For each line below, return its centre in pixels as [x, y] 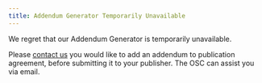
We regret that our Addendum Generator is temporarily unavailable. [120, 39]
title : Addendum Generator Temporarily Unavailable [97, 16]
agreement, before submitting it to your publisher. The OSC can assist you [131, 63]
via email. [24, 71]
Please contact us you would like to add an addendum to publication [122, 54]
